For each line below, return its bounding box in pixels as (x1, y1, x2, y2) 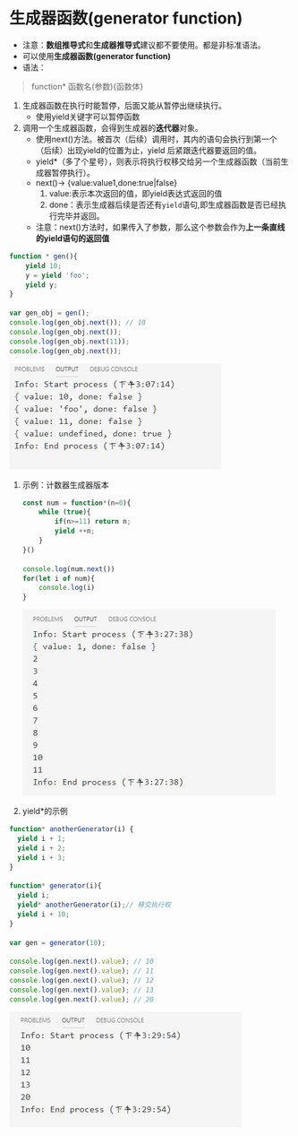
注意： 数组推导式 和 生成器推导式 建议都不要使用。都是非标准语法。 (21, 39, 266, 50)
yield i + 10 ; (17, 910, 70, 919)
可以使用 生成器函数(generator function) (21, 50, 172, 61)
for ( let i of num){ (21, 574, 96, 583)
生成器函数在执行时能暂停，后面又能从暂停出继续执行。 (21, 100, 226, 110)
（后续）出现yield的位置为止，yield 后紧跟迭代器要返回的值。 (35, 144, 262, 155)
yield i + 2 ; (17, 844, 66, 853)
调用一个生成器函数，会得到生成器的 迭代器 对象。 (21, 122, 203, 133)
